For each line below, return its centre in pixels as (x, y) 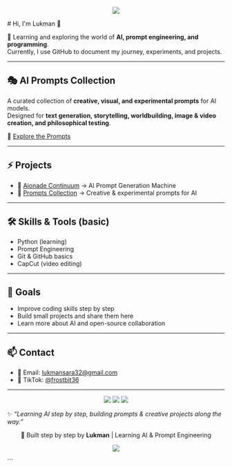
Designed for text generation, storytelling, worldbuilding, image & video (112, 115)
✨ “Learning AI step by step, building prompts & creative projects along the (115, 414)
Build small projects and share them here (75, 316)
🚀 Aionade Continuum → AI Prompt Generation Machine (96, 185)
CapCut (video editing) (49, 264)
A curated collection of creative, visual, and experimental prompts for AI (112, 101)
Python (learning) (42, 242)
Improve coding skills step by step (66, 309)
